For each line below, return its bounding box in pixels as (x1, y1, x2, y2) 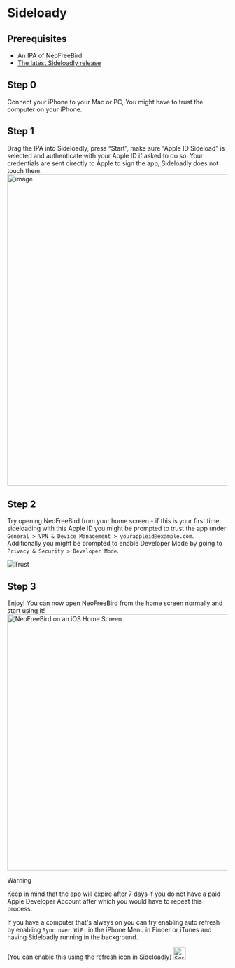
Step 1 (7, 125, 35, 137)
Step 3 (7, 580, 36, 593)
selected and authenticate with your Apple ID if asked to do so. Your (7, 151, 204, 160)
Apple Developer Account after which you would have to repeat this (7, 897, 203, 906)
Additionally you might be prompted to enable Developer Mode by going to (7, 539, 222, 548)
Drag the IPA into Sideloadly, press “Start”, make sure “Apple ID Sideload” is (7, 144, 225, 152)
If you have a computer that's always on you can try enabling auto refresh (7, 918, 220, 927)
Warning (7, 876, 31, 885)
